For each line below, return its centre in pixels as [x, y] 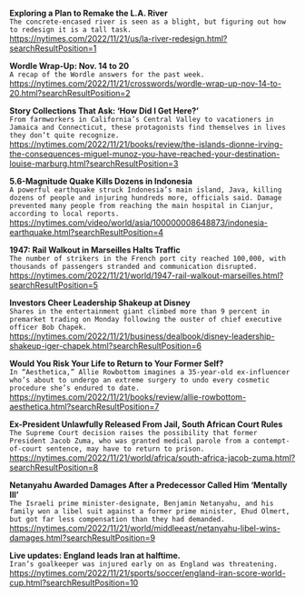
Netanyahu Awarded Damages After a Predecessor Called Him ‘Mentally [148, 485]
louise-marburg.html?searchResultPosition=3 [94, 164]
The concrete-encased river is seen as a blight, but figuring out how [148, 22]
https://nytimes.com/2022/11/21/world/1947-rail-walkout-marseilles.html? [147, 275]
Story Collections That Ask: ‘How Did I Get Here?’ [104, 111]
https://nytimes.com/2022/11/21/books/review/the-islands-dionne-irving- [146, 144]
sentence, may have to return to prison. [125, 449]
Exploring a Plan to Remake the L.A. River [89, 13]
